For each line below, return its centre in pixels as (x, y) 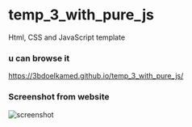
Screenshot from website (59, 97)
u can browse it (39, 58)
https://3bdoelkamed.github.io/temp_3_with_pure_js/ (96, 76)
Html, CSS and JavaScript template (67, 37)
